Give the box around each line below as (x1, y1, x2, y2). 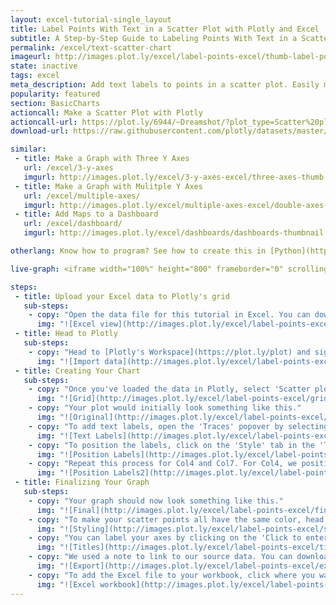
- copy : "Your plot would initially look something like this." (28, 403, 302, 413)
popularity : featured (10, 89, 101, 99)
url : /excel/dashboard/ (23, 219, 123, 229)
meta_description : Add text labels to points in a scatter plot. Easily (10, 80, 320, 90)
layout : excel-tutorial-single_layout (10, 14, 172, 25)
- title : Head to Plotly (14, 329, 118, 339)
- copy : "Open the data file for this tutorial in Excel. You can (28, 310, 311, 320)
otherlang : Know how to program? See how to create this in (10, 246, 267, 256)
